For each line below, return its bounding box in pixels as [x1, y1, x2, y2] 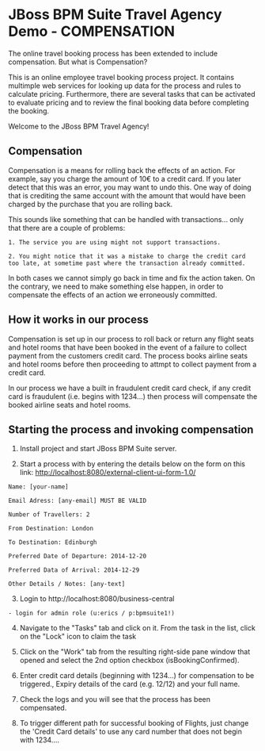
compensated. [19, 703, 67, 713]
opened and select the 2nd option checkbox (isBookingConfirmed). [19, 656, 240, 665]
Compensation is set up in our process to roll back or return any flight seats [8, 334, 255, 343]
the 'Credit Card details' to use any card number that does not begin [19, 727, 243, 737]
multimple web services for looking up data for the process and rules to [8, 81, 241, 90]
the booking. [8, 105, 50, 116]
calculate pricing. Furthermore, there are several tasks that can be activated [8, 89, 256, 98]
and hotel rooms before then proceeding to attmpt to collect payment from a [8, 359, 257, 369]
